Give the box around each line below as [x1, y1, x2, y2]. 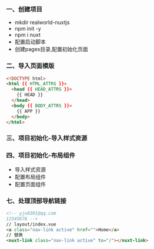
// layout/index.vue [6, 221, 57, 227]
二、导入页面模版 [6, 62, 55, 70]
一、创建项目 [6, 5, 43, 13]
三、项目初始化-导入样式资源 [6, 134, 88, 142]
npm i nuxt [14, 31, 41, 39]
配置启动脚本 [14, 38, 46, 45]
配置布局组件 [14, 173, 46, 180]
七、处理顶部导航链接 [6, 197, 66, 205]
